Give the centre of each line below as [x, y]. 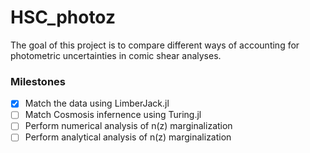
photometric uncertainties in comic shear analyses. [116, 55]
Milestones [38, 81]
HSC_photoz [63, 17]
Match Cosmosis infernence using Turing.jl [113, 115]
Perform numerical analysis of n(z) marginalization [128, 126]
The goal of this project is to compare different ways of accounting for [155, 45]
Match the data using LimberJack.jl [97, 103]
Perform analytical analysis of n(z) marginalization [128, 137]
